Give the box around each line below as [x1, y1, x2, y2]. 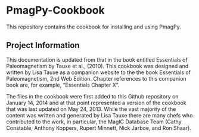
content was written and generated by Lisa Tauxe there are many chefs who [6, 111, 193, 119]
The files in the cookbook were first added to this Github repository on [6, 93, 179, 100]
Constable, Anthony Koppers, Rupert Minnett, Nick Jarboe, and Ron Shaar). [6, 124, 192, 131]
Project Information [6, 40, 80, 50]
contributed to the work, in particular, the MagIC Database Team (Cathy [6, 118, 182, 125]
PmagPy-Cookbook [6, 4, 105, 17]
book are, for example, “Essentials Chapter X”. [6, 81, 120, 88]
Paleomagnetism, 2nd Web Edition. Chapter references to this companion [6, 75, 186, 82]
